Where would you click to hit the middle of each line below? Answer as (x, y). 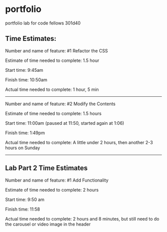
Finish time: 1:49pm (25, 133)
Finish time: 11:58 (23, 209)
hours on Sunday (23, 148)
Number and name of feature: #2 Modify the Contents (60, 104)
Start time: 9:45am (24, 70)
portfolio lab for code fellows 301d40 (43, 23)
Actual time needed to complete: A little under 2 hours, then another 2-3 (79, 142)
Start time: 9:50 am (25, 199)
